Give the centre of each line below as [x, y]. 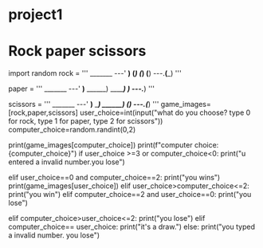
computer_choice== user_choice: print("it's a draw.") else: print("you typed [132, 227]
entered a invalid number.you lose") [67, 162]
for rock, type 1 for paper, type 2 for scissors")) [86, 121]
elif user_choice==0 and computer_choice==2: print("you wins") [114, 178]
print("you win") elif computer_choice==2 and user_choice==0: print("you [130, 195]
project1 [35, 15]
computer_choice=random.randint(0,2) [72, 130]
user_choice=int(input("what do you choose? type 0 [165, 112]
